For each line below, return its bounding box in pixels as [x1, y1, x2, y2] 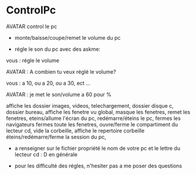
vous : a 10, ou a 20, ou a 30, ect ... [6, 80, 91, 87]
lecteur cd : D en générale [14, 150, 78, 158]
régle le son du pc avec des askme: [14, 45, 101, 53]
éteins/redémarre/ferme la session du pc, [6, 133, 107, 140]
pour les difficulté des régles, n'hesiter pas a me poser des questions [14, 162, 183, 169]
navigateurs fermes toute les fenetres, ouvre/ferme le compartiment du [6, 121, 178, 128]
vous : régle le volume [6, 57, 60, 64]
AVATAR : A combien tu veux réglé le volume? [6, 68, 116, 75]
